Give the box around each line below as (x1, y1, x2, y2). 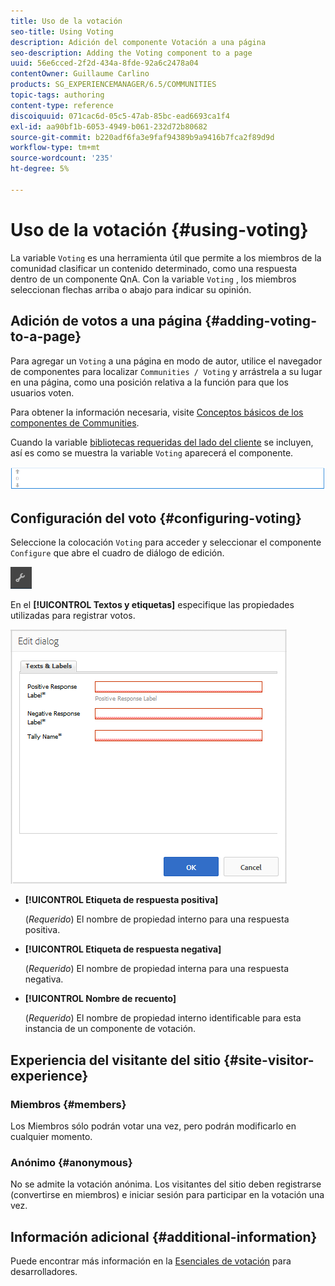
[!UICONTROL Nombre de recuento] (24, 993, 177, 1005)
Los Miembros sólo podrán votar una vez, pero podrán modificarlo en (10, 1120, 297, 1132)
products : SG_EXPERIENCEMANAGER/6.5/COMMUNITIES (10, 80, 217, 90)
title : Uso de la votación (10, 16, 123, 26)
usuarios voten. (10, 386, 75, 399)
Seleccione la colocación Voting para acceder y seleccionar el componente (10, 536, 322, 549)
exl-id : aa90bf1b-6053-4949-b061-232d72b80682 (10, 121, 208, 132)
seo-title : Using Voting (10, 26, 114, 37)
